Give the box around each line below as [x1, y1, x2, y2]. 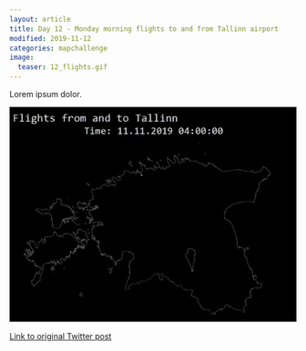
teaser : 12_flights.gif [17, 63, 107, 72]
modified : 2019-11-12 [9, 34, 92, 43]
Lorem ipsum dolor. [9, 89, 82, 99]
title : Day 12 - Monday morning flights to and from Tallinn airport [9, 24, 280, 34]
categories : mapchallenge [9, 44, 107, 53]
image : [9, 53, 35, 63]
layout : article [9, 15, 71, 24]
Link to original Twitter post [9, 331, 112, 341]
